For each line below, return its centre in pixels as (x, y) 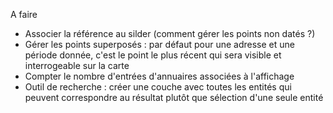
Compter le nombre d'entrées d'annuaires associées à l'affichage (159, 76)
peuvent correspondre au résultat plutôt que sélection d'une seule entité (174, 97)
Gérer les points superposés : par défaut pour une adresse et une (159, 44)
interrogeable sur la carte (77, 65)
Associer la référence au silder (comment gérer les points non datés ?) (170, 33)
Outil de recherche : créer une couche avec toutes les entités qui (158, 87)
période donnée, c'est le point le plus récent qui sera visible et (153, 55)
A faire (24, 14)
